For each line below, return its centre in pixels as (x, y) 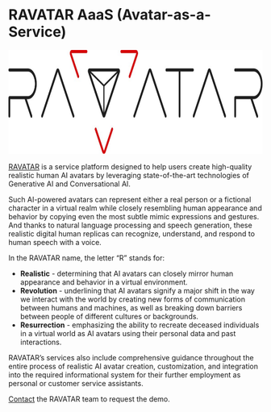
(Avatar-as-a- (164, 15)
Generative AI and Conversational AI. (70, 184)
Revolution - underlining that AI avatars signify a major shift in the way (138, 290)
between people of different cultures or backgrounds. (109, 316)
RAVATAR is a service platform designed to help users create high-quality (130, 166)
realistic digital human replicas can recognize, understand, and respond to (132, 233)
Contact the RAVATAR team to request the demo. (90, 399)
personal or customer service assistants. (76, 383)
